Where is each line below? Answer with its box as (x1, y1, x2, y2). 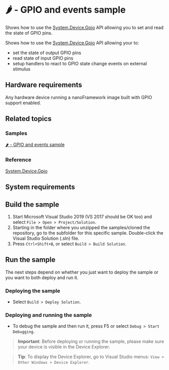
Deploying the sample (5, 287, 60, 294)
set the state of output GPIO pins (12, 50, 81, 56)
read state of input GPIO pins (12, 55, 74, 61)
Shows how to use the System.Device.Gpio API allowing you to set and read (5, 24, 164, 31)
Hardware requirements (5, 81, 82, 89)
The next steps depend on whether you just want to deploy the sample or (5, 269, 159, 275)
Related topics (5, 114, 52, 123)
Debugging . (12, 329, 35, 335)
